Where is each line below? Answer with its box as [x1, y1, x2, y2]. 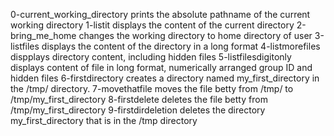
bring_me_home [10, 30, 77, 41]
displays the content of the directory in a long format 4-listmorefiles [41, 40, 321, 52]
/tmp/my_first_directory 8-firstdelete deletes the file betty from [10, 94, 268, 105]
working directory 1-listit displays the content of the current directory [10, 19, 295, 31]
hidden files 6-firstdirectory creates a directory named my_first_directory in [10, 72, 320, 84]
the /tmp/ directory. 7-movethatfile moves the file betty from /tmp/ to [10, 83, 294, 94]
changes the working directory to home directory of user [78, 30, 313, 41]
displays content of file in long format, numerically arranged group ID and [10, 62, 313, 73]
